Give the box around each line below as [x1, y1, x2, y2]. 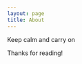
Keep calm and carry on [7, 35, 76, 43]
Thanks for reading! [7, 49, 63, 57]
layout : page [7, 10, 45, 17]
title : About [7, 17, 45, 23]
